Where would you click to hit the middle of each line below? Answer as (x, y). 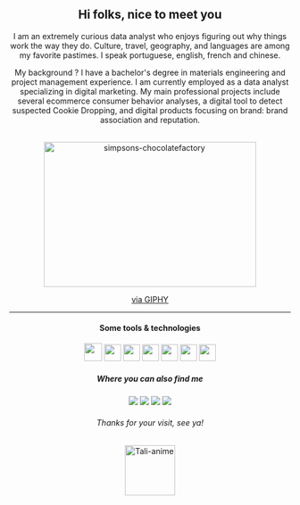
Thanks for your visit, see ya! (150, 422)
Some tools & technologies (150, 328)
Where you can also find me (150, 378)
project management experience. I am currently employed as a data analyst (150, 82)
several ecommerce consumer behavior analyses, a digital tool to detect (150, 101)
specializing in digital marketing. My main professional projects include (150, 91)
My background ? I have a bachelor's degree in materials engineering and (150, 72)
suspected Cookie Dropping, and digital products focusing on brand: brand (150, 110)
